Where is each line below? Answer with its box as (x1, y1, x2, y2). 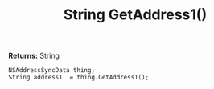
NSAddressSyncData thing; (8, 67, 95, 75)
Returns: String (8, 51, 60, 61)
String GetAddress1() (63, 6, 208, 24)
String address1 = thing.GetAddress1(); (8, 74, 150, 82)
